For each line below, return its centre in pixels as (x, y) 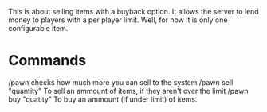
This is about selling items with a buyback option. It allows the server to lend (133, 12)
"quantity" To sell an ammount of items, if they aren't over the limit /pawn (128, 91)
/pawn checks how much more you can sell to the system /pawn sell (121, 82)
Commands (47, 61)
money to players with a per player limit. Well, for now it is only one (118, 20)
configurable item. (38, 28)
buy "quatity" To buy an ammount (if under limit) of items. (103, 99)
